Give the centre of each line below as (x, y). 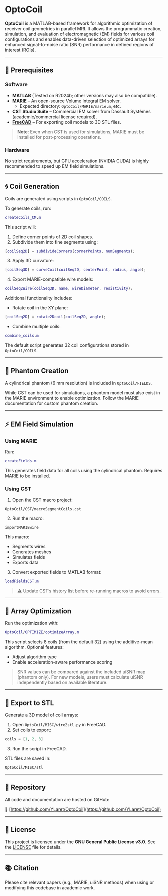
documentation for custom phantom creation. (52, 403)
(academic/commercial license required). (55, 117)
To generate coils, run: (28, 208)
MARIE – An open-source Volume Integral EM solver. (67, 101)
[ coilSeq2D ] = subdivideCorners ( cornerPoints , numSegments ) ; (70, 251)
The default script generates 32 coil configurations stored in (67, 345)
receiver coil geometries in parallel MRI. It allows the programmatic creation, (84, 28)
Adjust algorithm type (35, 657)
